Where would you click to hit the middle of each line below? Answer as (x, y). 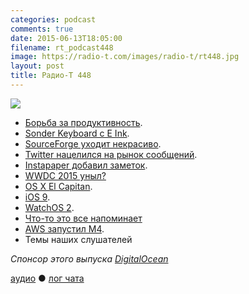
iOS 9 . (37, 197)
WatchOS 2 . (49, 207)
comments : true (42, 29)
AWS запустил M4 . (64, 228)
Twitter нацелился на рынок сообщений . (111, 154)
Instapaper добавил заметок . (86, 165)
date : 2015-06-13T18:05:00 (66, 38)
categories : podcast (53, 19)
